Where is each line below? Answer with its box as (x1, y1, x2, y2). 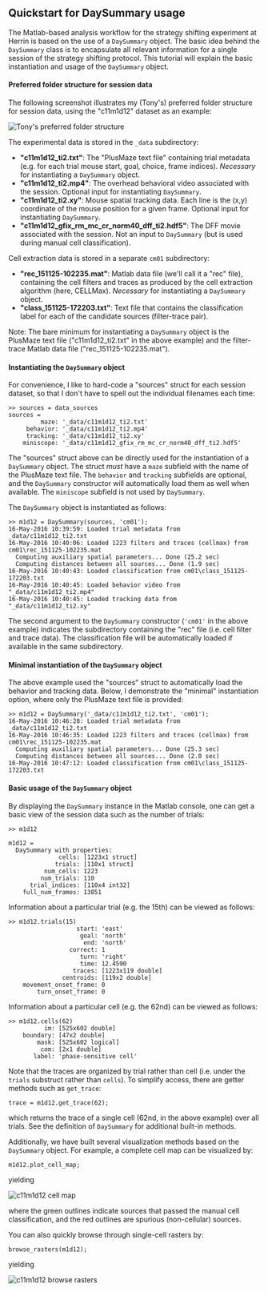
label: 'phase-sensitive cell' (33, 1052, 138, 1060)
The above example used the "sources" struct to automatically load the (8, 678, 243, 688)
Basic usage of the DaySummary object (8, 784, 132, 793)
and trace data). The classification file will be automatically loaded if (8, 633, 234, 643)
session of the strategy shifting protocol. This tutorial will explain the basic (8, 53, 254, 62)
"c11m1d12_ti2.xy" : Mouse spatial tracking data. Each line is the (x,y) (19, 195, 248, 205)
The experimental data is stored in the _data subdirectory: (8, 138, 199, 147)
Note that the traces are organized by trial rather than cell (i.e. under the (8, 1066, 246, 1076)
